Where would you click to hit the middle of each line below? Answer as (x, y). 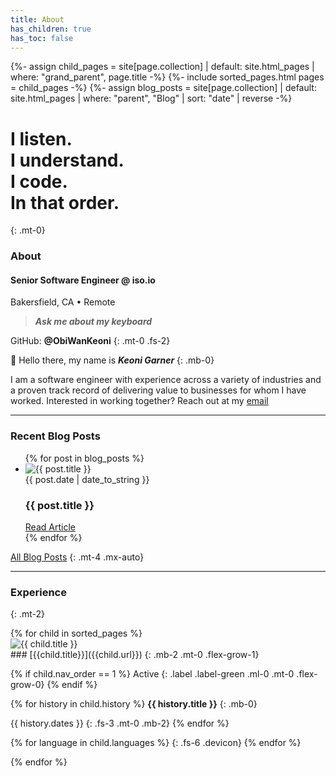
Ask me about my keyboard (93, 322)
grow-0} (27, 685)
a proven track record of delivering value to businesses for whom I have (158, 390)
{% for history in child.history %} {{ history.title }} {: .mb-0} (134, 704)
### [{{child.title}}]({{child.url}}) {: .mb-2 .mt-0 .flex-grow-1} (135, 655)
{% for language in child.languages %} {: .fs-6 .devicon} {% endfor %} (156, 743)
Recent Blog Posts (55, 436)
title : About (37, 19)
